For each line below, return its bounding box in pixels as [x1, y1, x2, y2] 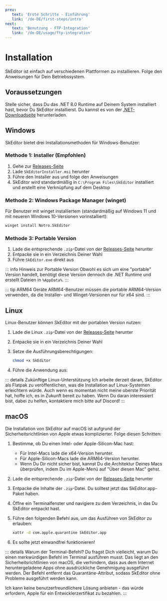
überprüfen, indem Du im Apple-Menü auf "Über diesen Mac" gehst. [19, 466, 161, 472]
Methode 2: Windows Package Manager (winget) [5, 197, 126, 204]
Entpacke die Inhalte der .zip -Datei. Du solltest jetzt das [12, 485, 129, 491]
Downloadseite [5, 112, 36, 118]
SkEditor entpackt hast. [12, 505, 61, 511]
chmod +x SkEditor [12, 358, 51, 363]
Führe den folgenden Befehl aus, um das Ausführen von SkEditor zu [12, 515, 152, 521]
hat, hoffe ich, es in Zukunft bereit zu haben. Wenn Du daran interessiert [5, 393, 154, 399]
